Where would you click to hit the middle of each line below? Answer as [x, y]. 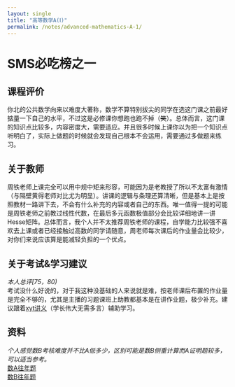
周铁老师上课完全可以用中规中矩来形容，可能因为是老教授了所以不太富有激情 [117, 187]
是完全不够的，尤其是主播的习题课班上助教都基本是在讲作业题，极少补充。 [114, 299]
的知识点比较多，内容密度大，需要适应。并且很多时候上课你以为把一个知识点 [117, 127]
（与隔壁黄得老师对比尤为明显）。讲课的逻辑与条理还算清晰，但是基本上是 [113, 196]
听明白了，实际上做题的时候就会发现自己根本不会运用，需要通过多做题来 [111, 136]
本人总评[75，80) [32, 282]
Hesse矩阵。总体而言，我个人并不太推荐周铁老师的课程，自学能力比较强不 [114, 222]
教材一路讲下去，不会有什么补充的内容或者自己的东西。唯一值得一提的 [114, 204]
